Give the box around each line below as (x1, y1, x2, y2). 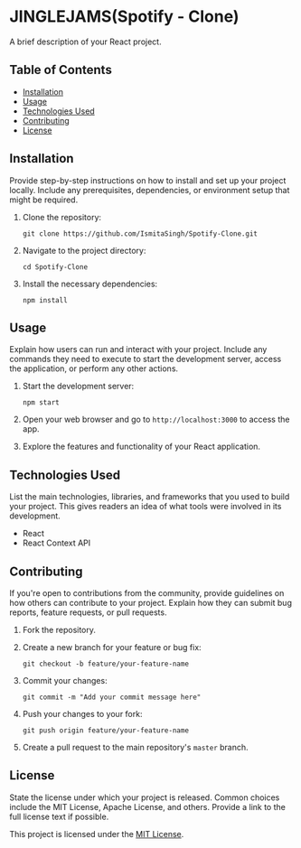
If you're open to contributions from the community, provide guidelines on (9, 588, 285, 598)
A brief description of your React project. (9, 36, 162, 47)
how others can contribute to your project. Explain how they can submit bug (9, 598, 292, 608)
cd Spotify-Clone (22, 262, 89, 272)
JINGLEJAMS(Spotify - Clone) (9, 6, 240, 27)
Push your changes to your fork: (22, 709, 143, 719)
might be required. (9, 194, 79, 205)
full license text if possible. (9, 811, 109, 822)
